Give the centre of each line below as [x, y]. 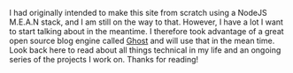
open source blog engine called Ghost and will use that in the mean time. [142, 40]
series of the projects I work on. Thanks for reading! [104, 59]
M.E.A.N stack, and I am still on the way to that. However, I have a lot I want [146, 22]
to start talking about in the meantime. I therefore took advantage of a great [147, 31]
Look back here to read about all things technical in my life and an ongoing [145, 50]
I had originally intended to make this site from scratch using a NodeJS [138, 13]
